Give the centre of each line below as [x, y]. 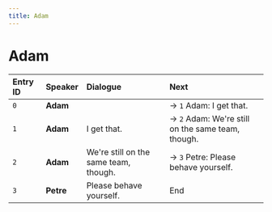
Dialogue [104, 87]
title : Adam [28, 16]
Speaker [62, 87]
